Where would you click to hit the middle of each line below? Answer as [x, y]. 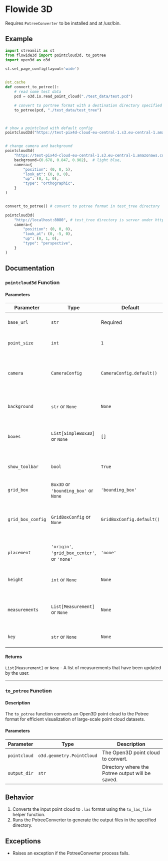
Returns [14, 657]
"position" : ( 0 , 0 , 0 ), [48, 229]
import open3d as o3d [28, 60]
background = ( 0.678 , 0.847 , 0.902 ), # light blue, [68, 160]
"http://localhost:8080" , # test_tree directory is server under [84, 220]
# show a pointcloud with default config [49, 128]
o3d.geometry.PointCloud [68, 756]
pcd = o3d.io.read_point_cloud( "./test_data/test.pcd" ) [74, 96]
